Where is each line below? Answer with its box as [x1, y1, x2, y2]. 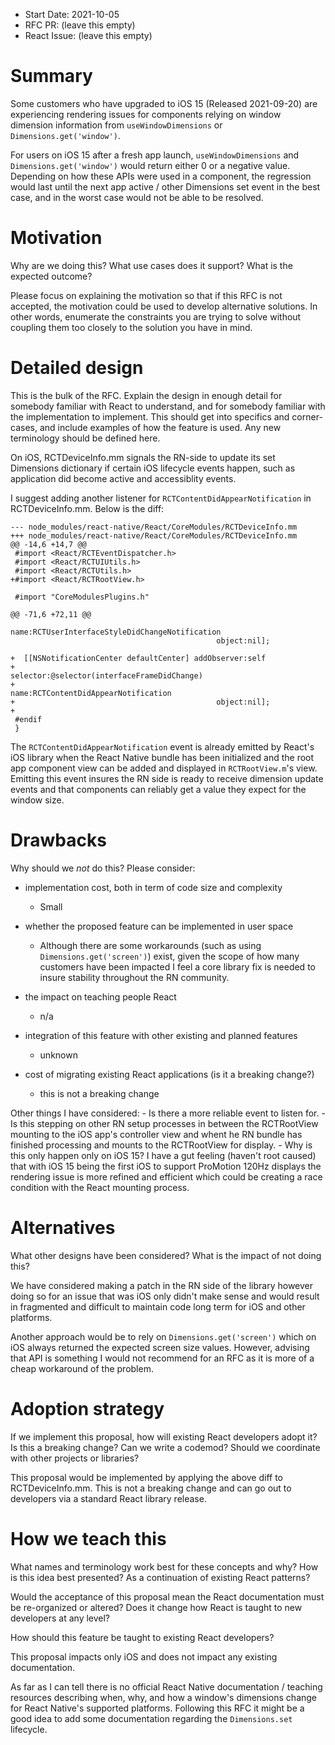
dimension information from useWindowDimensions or [10, 119, 223, 131]
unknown [39, 1049, 78, 1061]
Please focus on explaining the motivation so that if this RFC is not [10, 289, 283, 301]
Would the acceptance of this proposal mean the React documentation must [10, 1590, 325, 1603]
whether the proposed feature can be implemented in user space [24, 920, 294, 932]
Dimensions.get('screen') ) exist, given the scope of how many [39, 950, 300, 962]
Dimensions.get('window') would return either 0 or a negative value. [10, 159, 291, 171]
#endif [14, 714, 43, 724]
